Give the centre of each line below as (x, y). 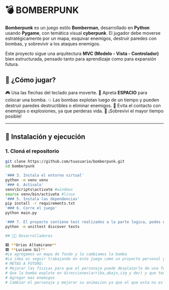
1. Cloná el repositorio (32, 151)
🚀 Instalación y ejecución (45, 137)
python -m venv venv (27, 180)
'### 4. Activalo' (24, 185)
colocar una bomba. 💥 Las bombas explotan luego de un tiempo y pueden (82, 100)
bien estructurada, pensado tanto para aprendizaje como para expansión (81, 59)
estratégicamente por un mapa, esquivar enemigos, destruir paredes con (81, 38)
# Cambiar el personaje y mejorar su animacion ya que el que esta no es (84, 282)
